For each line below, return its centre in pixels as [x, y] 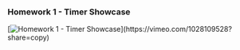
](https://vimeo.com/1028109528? [177, 29]
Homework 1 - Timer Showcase [69, 12]
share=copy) [28, 37]
